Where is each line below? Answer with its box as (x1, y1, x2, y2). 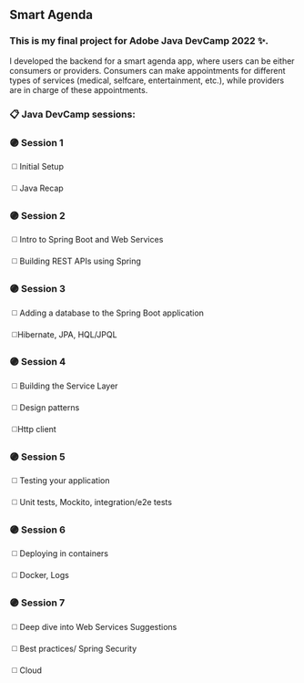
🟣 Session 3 (9, 283, 66, 295)
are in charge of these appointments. (9, 84, 148, 95)
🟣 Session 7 (9, 596, 66, 609)
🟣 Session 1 (9, 136, 64, 149)
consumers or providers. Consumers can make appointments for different (9, 65, 286, 76)
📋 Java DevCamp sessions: (9, 108, 137, 120)
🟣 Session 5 (9, 450, 66, 463)
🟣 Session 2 (9, 209, 66, 222)
